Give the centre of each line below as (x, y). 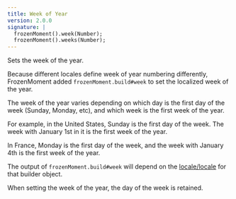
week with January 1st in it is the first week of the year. (88, 132)
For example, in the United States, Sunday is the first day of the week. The (116, 124)
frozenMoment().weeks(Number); (60, 40)
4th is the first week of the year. (54, 153)
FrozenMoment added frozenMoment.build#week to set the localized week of (118, 81)
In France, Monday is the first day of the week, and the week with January (116, 145)
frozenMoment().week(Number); (58, 34)
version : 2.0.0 (30, 21)
